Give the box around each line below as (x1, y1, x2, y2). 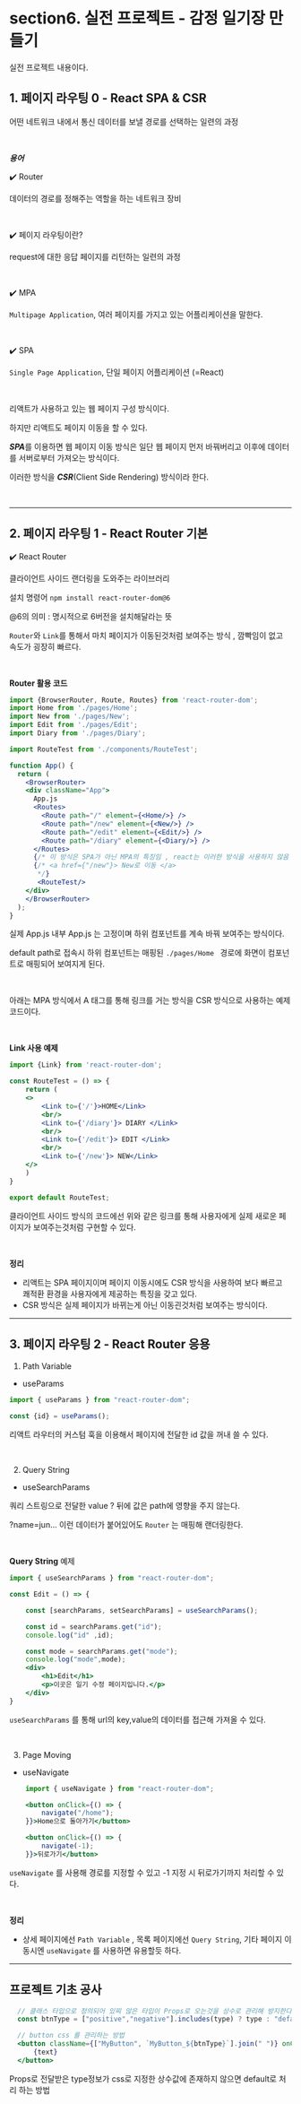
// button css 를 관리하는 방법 (17, 2031, 125, 2040)
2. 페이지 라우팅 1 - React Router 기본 (9, 526, 209, 541)
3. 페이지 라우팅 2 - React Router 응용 (9, 1337, 211, 1352)
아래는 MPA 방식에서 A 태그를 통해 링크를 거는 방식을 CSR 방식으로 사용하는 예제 (9, 995, 291, 1006)
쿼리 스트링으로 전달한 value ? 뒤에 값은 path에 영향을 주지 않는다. (9, 1501, 240, 1511)
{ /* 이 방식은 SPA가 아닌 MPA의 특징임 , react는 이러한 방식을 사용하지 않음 (32, 853, 289, 862)
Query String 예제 (9, 1556, 75, 1567)
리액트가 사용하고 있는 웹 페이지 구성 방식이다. (9, 403, 170, 413)
